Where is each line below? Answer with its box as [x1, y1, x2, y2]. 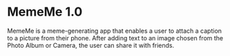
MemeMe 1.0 [7, 4, 83, 20]
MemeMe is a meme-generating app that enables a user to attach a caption [7, 27, 222, 35]
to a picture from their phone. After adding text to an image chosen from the [7, 33, 224, 42]
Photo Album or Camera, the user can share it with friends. [7, 41, 175, 49]
